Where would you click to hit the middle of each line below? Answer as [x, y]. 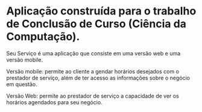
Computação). [43, 37]
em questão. [22, 84]
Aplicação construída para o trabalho [101, 11]
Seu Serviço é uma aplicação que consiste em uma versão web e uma [93, 53]
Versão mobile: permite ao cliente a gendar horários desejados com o [93, 71]
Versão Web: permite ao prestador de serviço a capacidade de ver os [93, 96]
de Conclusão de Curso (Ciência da [96, 24]
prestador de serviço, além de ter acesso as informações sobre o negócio [98, 78]
